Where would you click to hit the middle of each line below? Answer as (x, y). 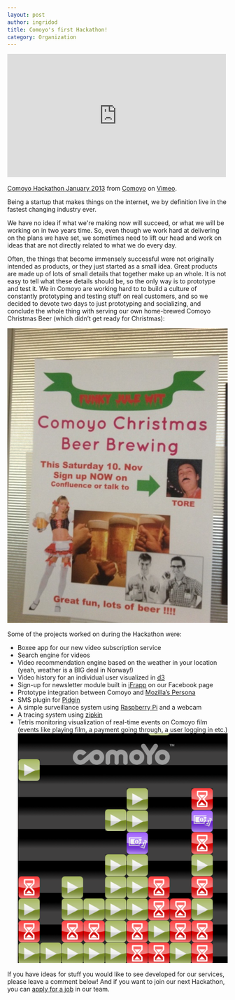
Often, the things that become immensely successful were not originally (111, 259)
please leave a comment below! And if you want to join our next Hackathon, (116, 981)
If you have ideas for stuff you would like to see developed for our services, (116, 974)
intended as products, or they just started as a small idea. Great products (113, 266)
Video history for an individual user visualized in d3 (91, 677)
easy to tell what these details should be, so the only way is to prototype (111, 281)
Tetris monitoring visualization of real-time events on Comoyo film (112, 722)
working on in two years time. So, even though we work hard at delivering (113, 231)
